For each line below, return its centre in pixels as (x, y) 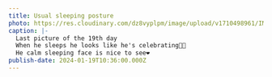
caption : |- (28, 30)
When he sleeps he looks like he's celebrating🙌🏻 (101, 46)
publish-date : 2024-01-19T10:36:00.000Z (78, 61)
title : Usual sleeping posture (61, 16)
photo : (19, 23)
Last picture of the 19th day (66, 38)
